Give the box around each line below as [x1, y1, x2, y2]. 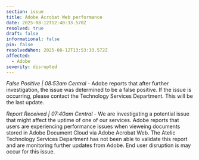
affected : [6, 53, 31, 59]
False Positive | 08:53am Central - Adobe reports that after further [6, 80, 169, 87]
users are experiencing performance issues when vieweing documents [6, 123, 181, 130]
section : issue [6, 8, 44, 15]
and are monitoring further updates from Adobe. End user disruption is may [6, 142, 191, 149]
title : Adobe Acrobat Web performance [6, 14, 102, 20]
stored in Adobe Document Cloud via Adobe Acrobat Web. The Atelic [6, 129, 176, 136]
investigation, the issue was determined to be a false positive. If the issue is [6, 87, 192, 94]
